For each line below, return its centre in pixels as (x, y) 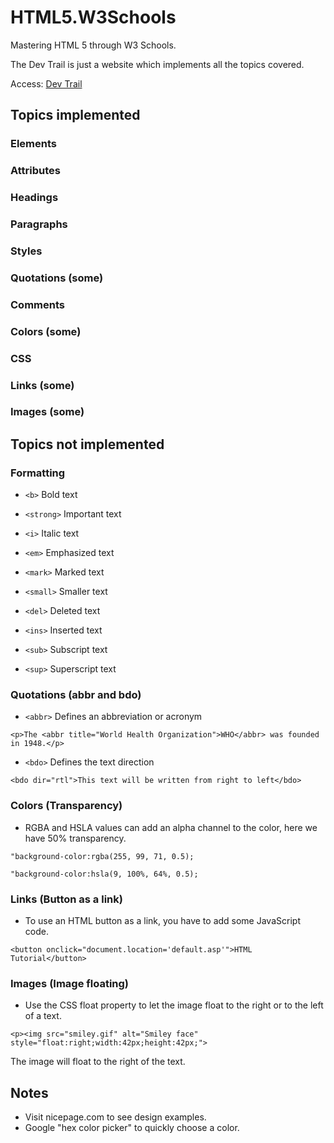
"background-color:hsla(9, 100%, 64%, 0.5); (104, 874)
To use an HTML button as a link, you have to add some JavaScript (162, 921)
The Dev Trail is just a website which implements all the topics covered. (157, 64)
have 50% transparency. (75, 838)
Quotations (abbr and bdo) (76, 695)
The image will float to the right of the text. (98, 1062)
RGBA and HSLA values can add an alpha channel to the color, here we (171, 827)
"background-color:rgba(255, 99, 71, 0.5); (102, 856)
